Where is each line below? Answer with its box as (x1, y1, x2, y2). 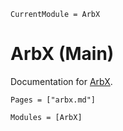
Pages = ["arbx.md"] (10, 95, 97, 105)
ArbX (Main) (10, 43, 115, 65)
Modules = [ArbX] (10, 112, 83, 122)
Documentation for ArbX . (10, 75, 113, 87)
